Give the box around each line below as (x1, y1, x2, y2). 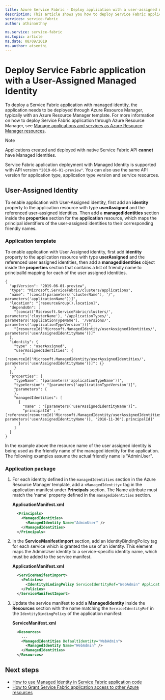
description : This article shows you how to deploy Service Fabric (5, 12, 146, 17)
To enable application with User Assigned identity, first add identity (5, 249, 142, 254)
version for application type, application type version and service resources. (5, 172, 160, 178)
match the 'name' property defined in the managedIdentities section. (12, 492, 151, 498)
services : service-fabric (5, 16, 58, 21)
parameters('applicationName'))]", (5, 296, 78, 301)
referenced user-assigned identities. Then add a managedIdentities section (5, 210, 159, 216)
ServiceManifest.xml (12, 620, 56, 626)
